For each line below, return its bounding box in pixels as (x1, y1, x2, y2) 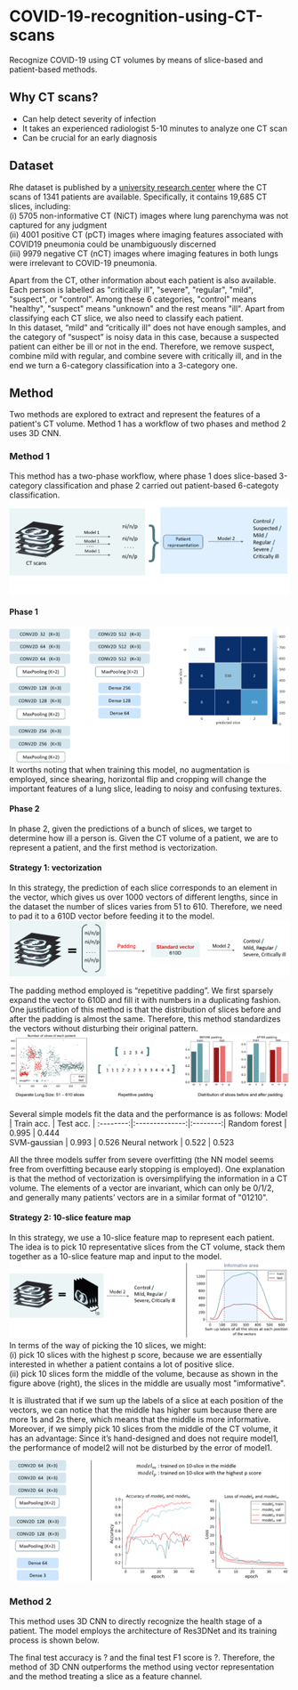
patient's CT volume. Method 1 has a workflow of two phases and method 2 (9, 418, 286, 429)
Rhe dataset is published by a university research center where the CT (9, 182, 268, 192)
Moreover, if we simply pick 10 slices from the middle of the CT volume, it (9, 1423, 278, 1434)
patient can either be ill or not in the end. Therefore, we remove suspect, (9, 341, 275, 352)
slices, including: (9, 200, 71, 211)
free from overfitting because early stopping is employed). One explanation (9, 1163, 286, 1174)
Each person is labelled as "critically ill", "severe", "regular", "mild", (9, 284, 254, 295)
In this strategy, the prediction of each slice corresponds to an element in (9, 883, 278, 894)
